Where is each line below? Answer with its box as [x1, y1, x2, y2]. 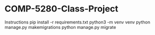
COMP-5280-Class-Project [4, 3, 119, 14]
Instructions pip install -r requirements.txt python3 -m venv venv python [4, 19, 151, 25]
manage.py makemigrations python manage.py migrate [4, 24, 116, 30]
